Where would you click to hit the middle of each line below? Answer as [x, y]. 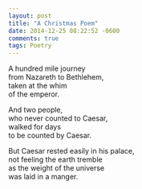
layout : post [30, 16]
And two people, [36, 110]
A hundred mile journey [47, 68]
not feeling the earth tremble [55, 160]
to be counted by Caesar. [50, 136]
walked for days [35, 127]
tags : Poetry [30, 46]
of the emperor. [34, 94]
